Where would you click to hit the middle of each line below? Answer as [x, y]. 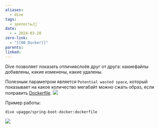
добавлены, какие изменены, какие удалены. [54, 72]
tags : [11, 19]
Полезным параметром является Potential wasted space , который [76, 82]
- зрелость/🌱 [23, 24]
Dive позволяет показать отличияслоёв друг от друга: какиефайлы [77, 67]
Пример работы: [23, 103]
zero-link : [17, 38]
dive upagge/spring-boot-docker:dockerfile [51, 112]
